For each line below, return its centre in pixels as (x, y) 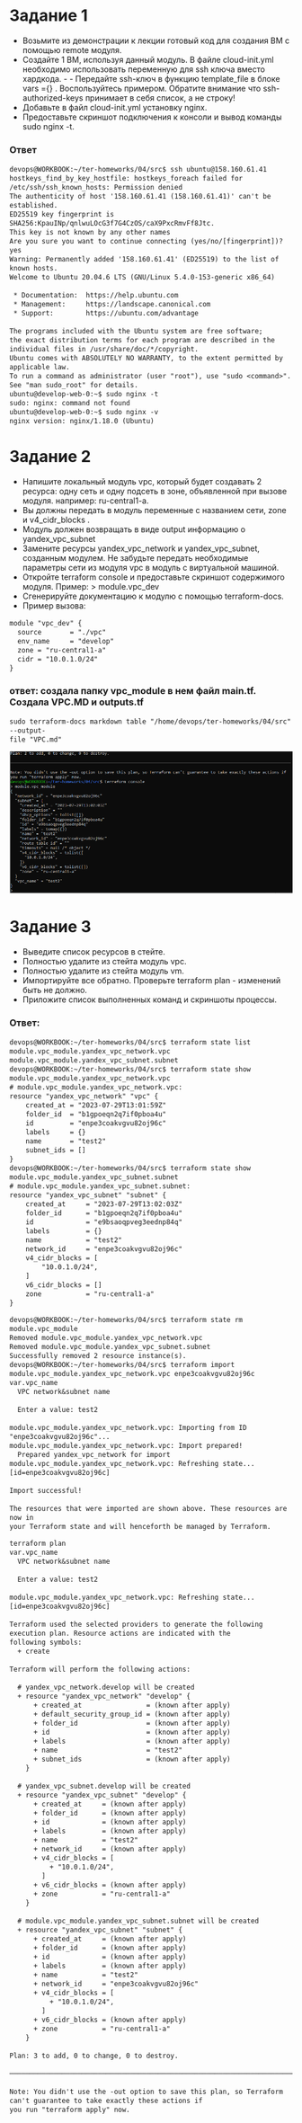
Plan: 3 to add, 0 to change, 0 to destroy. (94, 2056)
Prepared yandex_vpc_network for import (94, 1454)
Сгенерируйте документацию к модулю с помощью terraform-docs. (153, 596)
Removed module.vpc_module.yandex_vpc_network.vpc (106, 1337)
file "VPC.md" (36, 740)
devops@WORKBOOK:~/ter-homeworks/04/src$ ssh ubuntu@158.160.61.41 (138, 170)
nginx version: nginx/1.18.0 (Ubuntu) (82, 422)
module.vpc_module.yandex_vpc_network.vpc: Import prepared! (126, 1445)
